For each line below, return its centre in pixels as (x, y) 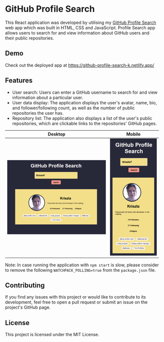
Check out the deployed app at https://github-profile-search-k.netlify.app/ (80, 65)
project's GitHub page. (28, 307)
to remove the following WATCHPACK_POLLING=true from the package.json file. (81, 270)
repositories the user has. (38, 113)
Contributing (25, 285)
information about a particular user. (48, 97)
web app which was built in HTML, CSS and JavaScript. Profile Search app (80, 27)
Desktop (57, 134)
